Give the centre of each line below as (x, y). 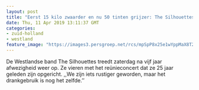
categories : (21, 28)
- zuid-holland (25, 34)
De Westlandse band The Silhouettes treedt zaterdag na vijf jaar (84, 61)
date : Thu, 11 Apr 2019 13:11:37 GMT (53, 22)
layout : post (22, 12)
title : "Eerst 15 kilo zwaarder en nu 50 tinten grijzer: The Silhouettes (100, 17)
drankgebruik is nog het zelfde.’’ (45, 80)
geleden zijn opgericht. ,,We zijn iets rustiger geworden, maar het (86, 74)
